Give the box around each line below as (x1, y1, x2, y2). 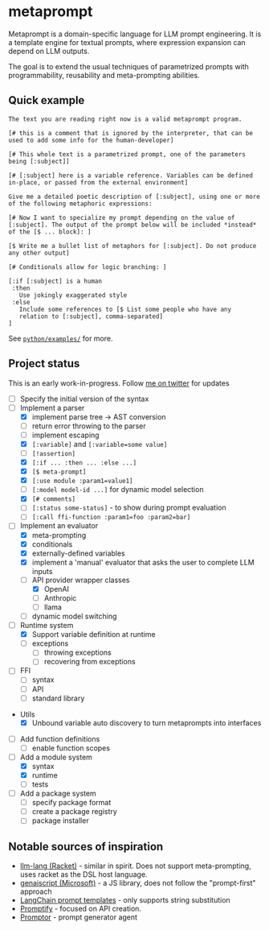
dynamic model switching (31, 611, 117, 621)
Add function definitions (19, 734, 100, 743)
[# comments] (31, 495, 76, 503)
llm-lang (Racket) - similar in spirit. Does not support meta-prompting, (19, 861, 251, 871)
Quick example (8, 93, 85, 107)
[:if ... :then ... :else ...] (31, 459, 137, 467)
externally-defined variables (31, 548, 126, 558)
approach (19, 887, 52, 896)
